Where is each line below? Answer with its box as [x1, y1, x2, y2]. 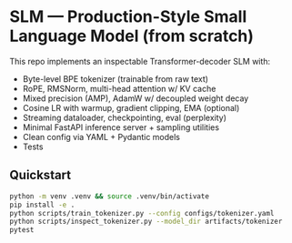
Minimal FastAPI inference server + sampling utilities [22, 121, 220, 133]
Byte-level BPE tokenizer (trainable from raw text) [22, 73, 209, 84]
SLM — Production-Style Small [9, 6, 247, 27]
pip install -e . [9, 200, 76, 209]
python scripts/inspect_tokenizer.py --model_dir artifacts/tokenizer [9, 217, 283, 227]
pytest [9, 226, 35, 235]
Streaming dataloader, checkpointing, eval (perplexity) [22, 112, 227, 123]
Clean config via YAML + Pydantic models [22, 131, 180, 142]
